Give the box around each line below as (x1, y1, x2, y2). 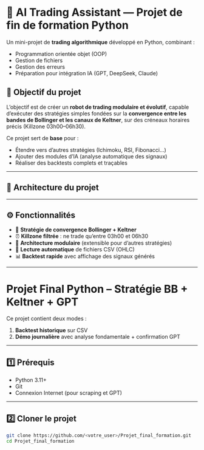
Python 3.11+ (15, 377, 47, 384)
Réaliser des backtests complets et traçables (15, 159, 127, 166)
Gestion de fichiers (15, 56, 63, 64)
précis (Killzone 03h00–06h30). (6, 123, 86, 130)
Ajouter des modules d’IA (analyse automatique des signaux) (15, 152, 168, 160)
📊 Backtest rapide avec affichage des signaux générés (15, 253, 155, 260)
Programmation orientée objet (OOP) (15, 50, 107, 57)
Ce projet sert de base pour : (6, 134, 79, 141)
